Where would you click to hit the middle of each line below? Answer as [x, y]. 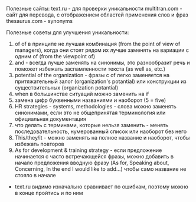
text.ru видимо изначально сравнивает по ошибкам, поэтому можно [102, 187]
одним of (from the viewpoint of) [55, 56]
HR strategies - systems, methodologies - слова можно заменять [96, 106]
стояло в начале [35, 175]
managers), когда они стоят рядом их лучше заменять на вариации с [102, 50]
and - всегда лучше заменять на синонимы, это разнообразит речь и [102, 62]
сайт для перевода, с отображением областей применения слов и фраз [97, 15]
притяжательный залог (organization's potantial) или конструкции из [101, 81]
